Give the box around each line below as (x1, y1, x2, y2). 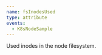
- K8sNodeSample (12, 25, 53, 32)
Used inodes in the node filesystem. (6, 42, 97, 50)
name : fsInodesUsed (6, 8, 56, 15)
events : (6, 20, 26, 26)
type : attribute (6, 15, 47, 21)
